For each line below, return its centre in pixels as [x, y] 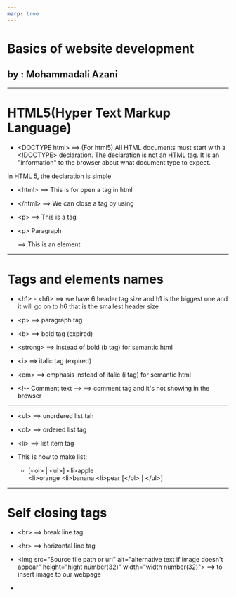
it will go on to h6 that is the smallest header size [88, 306]
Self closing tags [57, 513]
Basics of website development [101, 48]
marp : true [23, 14]
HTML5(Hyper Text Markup [89, 113]
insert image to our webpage [59, 574]
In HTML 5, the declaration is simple [59, 176]
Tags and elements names [85, 279]
